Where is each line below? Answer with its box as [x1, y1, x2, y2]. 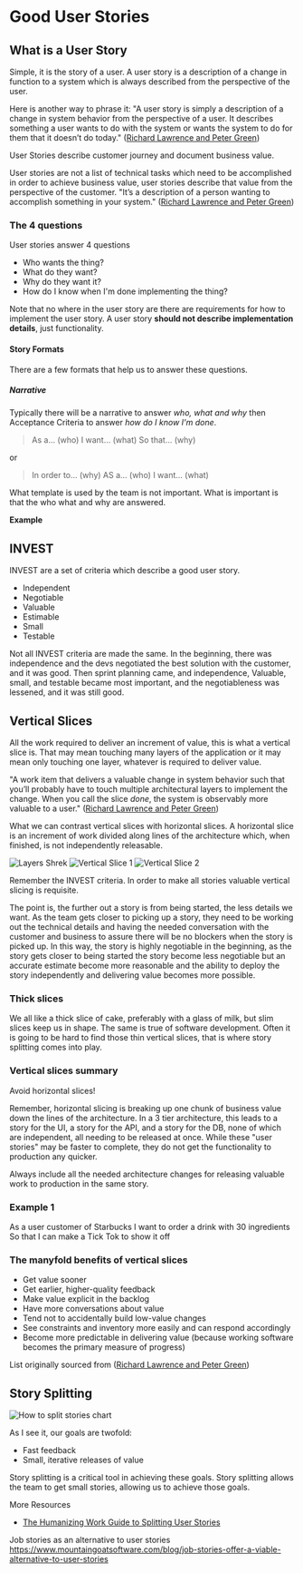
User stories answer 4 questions [9, 239, 131, 250]
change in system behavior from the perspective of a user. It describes [9, 113, 274, 123]
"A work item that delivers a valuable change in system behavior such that [9, 774, 285, 786]
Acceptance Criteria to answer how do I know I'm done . [9, 417, 217, 428]
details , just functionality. [9, 323, 104, 334]
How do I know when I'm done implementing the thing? [22, 286, 228, 297]
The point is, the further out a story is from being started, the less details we [9, 903, 293, 914]
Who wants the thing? [22, 257, 104, 269]
